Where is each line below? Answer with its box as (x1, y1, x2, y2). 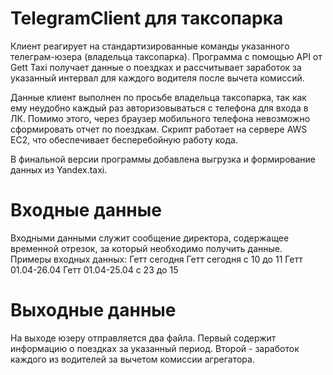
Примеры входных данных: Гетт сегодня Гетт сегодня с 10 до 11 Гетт (10, 253, 303, 265)
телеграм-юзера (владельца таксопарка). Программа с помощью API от (10, 50, 323, 62)
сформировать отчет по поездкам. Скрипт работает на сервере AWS (10, 123, 308, 135)
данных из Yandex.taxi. (10, 163, 108, 176)
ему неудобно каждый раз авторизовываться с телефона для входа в (10, 102, 309, 114)
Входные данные (10, 199, 162, 222)
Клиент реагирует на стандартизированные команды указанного (10, 40, 290, 52)
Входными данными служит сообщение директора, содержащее (10, 232, 290, 244)
